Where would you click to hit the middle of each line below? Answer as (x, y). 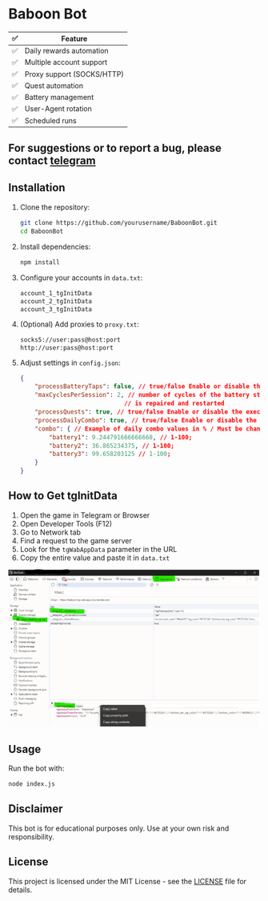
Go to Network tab (50, 532)
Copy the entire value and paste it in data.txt (95, 558)
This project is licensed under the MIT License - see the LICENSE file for (127, 881)
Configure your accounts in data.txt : (81, 278)
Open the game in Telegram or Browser (85, 515)
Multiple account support (66, 62)
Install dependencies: (55, 246)
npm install (40, 262)
